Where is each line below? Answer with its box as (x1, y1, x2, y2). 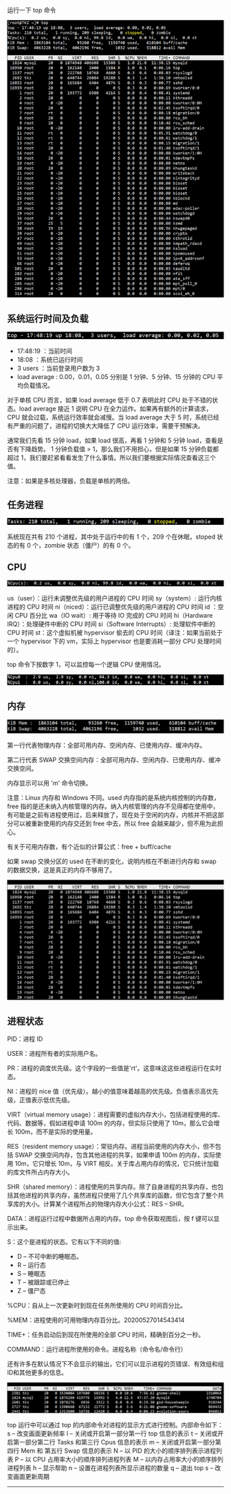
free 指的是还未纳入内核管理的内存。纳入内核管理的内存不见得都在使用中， (7, 802, 219, 810)
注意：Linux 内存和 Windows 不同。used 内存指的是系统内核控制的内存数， (7, 793, 220, 801)
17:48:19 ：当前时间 (16, 347, 73, 356)
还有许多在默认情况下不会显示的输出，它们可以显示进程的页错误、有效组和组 (7, 1360, 224, 1368)
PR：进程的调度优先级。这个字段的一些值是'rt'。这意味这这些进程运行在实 (7, 1064, 216, 1072)
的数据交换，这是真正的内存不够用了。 (7, 865, 115, 874)
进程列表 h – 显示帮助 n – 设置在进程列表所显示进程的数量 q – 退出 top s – (7, 1464, 214, 1472)
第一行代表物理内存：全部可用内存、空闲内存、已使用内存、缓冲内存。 (7, 741, 206, 749)
